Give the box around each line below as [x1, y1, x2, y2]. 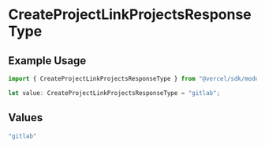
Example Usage [8, 54, 87, 67]
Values [8, 111, 43, 124]
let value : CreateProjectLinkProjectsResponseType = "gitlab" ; [8, 89, 221, 97]
